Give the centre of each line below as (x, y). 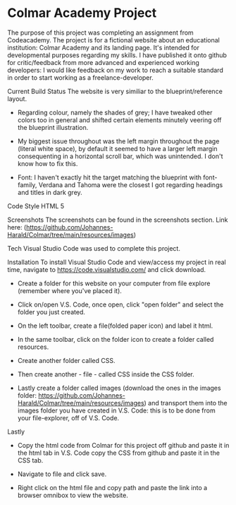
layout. (17, 99)
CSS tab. (30, 460)
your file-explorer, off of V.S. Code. (68, 417)
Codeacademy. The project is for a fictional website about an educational (113, 40)
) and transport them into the (186, 403)
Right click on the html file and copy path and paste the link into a (112, 487)
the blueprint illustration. (53, 127)
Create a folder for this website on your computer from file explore (114, 283)
